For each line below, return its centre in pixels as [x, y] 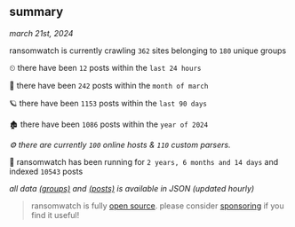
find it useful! [55, 215]
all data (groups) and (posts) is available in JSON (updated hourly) [132, 188]
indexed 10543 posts [46, 171]
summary [36, 12]
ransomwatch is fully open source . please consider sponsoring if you [157, 206]
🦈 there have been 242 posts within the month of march [109, 85]
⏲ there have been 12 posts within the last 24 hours [105, 67]
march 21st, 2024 [41, 33]
